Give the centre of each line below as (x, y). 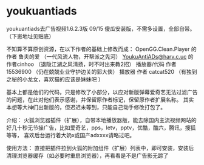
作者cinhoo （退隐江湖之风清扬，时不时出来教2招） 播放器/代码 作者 (92, 64)
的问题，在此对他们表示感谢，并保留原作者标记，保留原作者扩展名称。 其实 (100, 99)
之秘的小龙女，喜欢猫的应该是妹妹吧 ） (55, 79)
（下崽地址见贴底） (30, 36)
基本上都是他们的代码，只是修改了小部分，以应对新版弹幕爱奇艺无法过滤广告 (102, 92)
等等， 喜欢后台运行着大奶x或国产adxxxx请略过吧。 (71, 135)
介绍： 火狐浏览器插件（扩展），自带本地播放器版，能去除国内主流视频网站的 (101, 120)
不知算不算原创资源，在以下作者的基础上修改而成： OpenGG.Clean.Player (98, 49)
